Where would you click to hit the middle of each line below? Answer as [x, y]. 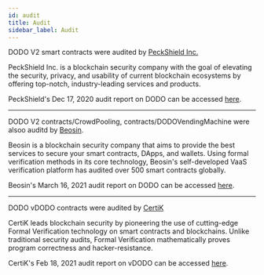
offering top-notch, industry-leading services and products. [104, 84]
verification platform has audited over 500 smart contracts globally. [117, 170]
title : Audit [29, 23]
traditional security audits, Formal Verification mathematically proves [119, 240]
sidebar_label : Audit [44, 30]
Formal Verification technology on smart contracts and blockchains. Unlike [129, 231]
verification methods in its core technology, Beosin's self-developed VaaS [128, 162]
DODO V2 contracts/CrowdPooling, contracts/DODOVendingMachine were [129, 121]
